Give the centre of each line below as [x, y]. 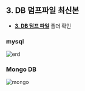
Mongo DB [21, 69]
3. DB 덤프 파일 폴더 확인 [43, 26]
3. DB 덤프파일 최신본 [42, 11]
